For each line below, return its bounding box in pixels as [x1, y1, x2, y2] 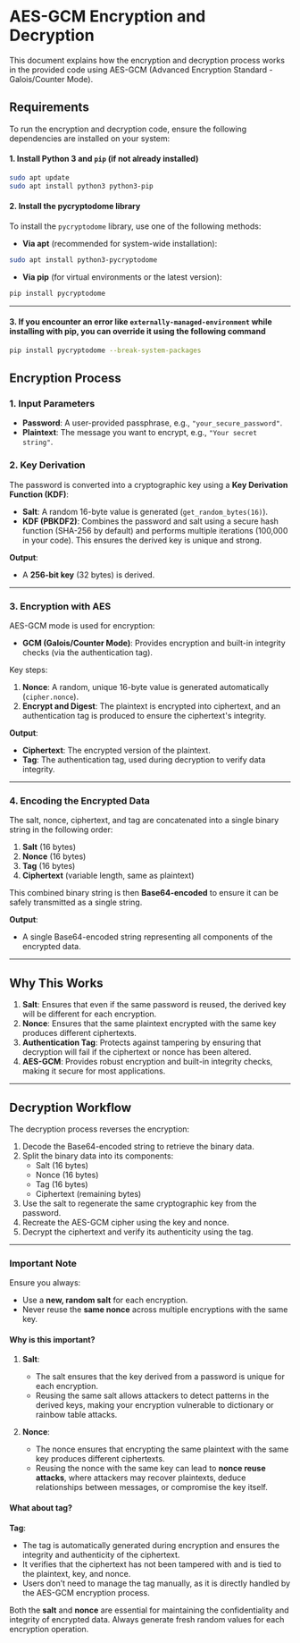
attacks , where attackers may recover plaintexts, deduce [35, 1472, 246, 1483]
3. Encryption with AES [9, 600, 112, 612]
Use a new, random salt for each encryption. [21, 1294, 188, 1306]
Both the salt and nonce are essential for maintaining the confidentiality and [9, 1605, 289, 1615]
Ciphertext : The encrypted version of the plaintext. [21, 745, 212, 756]
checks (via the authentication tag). [21, 647, 154, 658]
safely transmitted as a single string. [9, 897, 143, 908]
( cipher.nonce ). [21, 691, 79, 703]
